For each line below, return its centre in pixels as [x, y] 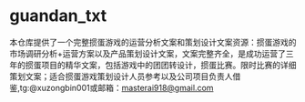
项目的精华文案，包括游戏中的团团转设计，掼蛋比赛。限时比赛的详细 [168, 65]
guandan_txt [58, 16]
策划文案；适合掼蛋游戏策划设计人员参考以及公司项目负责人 [121, 76]
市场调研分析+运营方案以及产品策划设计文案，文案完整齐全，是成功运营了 [148, 53]
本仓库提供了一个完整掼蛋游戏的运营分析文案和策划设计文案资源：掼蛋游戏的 [153, 42]
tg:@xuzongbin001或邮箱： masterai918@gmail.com [117, 87]
